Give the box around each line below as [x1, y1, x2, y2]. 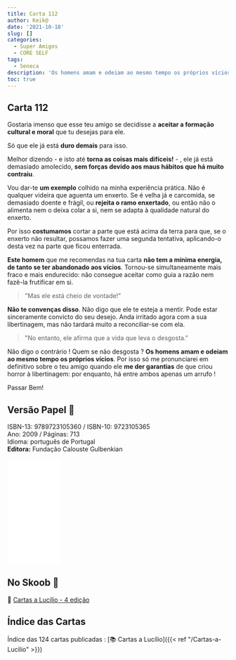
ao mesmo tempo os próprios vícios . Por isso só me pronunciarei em [7, 355, 209, 363]
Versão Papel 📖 [7, 403, 75, 415]
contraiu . [7, 170, 34, 179]
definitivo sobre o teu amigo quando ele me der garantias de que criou [7, 363, 213, 371]
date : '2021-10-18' [7, 23, 65, 30]
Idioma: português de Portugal [7, 437, 96, 446]
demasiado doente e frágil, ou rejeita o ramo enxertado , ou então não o [7, 198, 216, 207]
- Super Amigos [13, 43, 58, 50]
